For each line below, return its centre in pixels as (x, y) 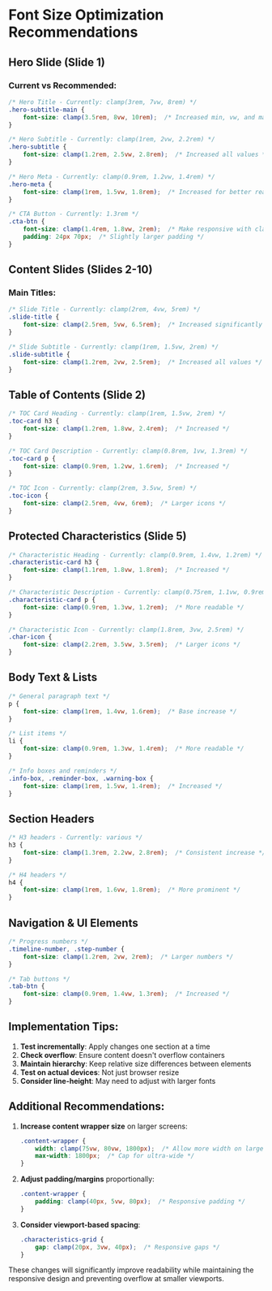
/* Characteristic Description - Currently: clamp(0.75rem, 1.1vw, (125, 592)
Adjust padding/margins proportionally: (87, 1179)
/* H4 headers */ (38, 875)
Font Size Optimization (86, 15)
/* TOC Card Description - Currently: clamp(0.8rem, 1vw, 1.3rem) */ (128, 451)
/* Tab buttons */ (39, 979)
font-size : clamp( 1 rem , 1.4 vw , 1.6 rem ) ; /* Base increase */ (130, 711)
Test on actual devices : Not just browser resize (100, 1072)
